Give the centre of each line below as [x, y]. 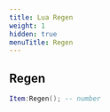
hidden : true [33, 34]
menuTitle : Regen [41, 42]
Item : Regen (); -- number [55, 99]
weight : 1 [27, 26]
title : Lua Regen [41, 17]
